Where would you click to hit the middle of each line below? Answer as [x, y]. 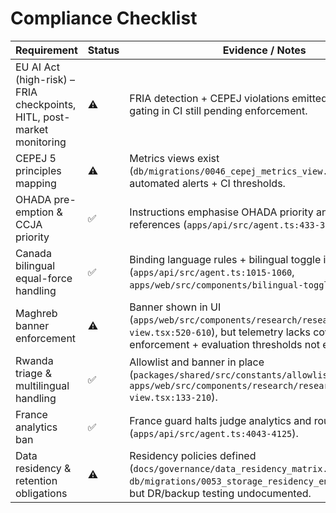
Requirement [46, 50]
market [32, 129]
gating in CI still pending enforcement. [218, 110]
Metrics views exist [174, 158]
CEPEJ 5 [36, 158]
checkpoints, [46, 104]
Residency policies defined [193, 455]
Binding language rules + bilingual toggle [225, 259]
